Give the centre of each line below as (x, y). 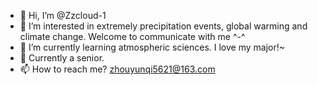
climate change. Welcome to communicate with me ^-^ (132, 36)
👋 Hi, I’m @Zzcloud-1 (63, 15)
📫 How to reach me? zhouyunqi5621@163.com (117, 69)
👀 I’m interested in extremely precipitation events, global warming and (163, 26)
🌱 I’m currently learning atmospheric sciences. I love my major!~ (152, 47)
